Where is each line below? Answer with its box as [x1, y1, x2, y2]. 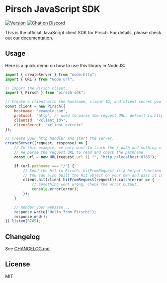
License [5, 260, 30, 269]
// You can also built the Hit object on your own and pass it [23, 173, 157, 178]
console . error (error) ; [31, 187, 79, 192]
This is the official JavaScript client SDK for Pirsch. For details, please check [5, 29, 162, 35]
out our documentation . [5, 35, 54, 41]
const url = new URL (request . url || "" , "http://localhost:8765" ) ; [14, 154, 157, 160]
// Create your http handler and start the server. [5, 136, 114, 141]
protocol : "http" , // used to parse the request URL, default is [14, 113, 153, 118]
